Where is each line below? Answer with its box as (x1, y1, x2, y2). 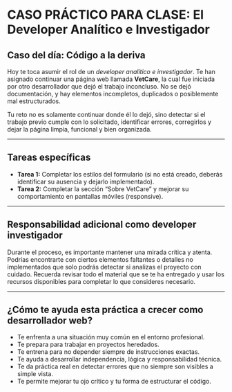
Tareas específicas (7, 152, 91, 163)
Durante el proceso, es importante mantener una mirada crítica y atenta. (7, 248, 213, 256)
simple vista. (17, 370, 54, 378)
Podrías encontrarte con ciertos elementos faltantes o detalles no (7, 255, 193, 263)
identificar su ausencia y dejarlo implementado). (17, 177, 155, 186)
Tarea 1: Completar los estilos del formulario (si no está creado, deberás (17, 170, 223, 178)
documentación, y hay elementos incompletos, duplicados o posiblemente (7, 90, 219, 98)
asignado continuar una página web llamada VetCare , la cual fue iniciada (7, 75, 215, 83)
